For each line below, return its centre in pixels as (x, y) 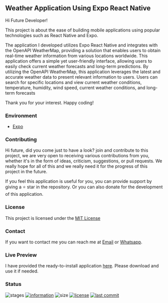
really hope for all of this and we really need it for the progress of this (76, 166)
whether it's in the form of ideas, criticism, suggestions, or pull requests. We (84, 161)
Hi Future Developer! (26, 20)
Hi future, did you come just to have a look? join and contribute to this (77, 150)
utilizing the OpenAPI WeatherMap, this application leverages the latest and (83, 72)
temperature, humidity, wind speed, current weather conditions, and (75, 88)
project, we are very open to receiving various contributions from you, (77, 156)
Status (13, 284)
